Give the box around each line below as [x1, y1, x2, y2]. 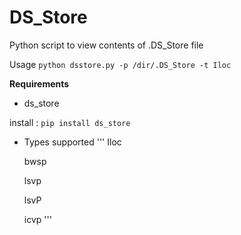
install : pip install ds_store [9, 116, 131, 128]
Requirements [9, 77, 70, 90]
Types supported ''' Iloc [23, 136, 122, 148]
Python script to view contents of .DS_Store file [9, 39, 204, 51]
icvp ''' [23, 213, 52, 225]
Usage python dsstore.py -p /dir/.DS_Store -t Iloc [9, 58, 232, 70]
